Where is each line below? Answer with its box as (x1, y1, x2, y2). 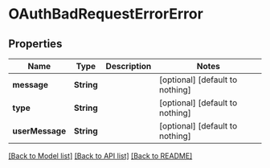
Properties (8, 37, 63, 51)
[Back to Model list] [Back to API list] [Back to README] (8, 151, 193, 161)
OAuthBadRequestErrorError (8, 5, 203, 23)
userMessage (12, 125, 67, 137)
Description (105, 61, 152, 72)
